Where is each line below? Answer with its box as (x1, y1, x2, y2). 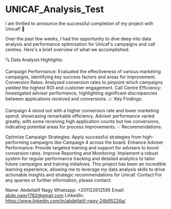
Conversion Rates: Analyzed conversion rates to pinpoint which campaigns (5, 79, 163, 85)
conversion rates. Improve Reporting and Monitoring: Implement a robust (5, 150, 158, 156)
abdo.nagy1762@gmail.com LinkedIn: (5, 192, 84, 198)
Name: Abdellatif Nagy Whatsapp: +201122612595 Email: (5, 187, 125, 193)
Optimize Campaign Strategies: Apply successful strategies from (5, 134, 141, 140)
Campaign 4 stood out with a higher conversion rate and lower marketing (5, 107, 159, 113)
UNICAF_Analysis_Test (5, 4, 104, 15)
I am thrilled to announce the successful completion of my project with (5, 20, 154, 26)
